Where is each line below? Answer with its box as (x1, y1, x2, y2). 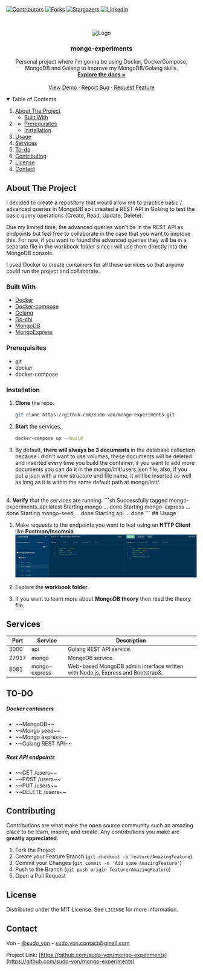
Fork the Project (14, 846, 56, 854)
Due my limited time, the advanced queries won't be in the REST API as (6, 224, 184, 231)
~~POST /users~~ (14, 775, 61, 782)
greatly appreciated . (6, 835, 59, 842)
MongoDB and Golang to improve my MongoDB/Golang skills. (25, 64, 178, 72)
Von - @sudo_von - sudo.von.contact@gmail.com (6, 939, 130, 947)
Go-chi (14, 316, 33, 323)
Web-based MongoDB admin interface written (67, 662, 183, 670)
